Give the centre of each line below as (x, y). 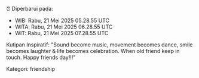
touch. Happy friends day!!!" (41, 57)
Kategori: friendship (31, 69)
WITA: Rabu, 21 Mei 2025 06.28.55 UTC (64, 27)
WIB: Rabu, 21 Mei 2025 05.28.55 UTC (62, 21)
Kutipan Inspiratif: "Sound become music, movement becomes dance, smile (99, 45)
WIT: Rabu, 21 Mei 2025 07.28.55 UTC (62, 33)
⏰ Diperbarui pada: (30, 9)
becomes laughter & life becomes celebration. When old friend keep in (93, 51)
